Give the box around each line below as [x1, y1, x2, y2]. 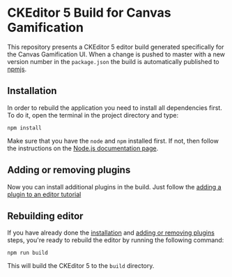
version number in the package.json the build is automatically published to [7, 57, 219, 65]
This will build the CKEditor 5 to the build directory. [7, 262, 155, 270]
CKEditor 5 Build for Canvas [7, 5, 171, 21]
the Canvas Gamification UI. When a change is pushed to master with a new [7, 50, 225, 58]
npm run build [7, 249, 49, 257]
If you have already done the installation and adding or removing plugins [7, 228, 215, 237]
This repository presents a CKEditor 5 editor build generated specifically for [7, 42, 224, 51]
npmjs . [7, 65, 26, 73]
